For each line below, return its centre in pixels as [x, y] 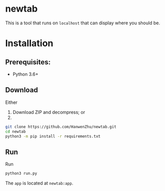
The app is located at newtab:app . [39, 183]
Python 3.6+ [26, 74]
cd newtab [16, 131]
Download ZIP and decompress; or [49, 112]
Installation [29, 43]
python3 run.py [21, 174]
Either [11, 102]
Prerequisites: [28, 62]
